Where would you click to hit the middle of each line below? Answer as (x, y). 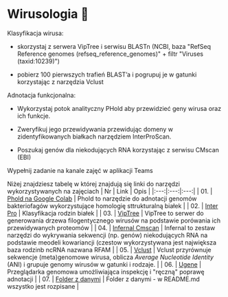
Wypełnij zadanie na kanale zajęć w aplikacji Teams (80, 170)
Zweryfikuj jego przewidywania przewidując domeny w (95, 129)
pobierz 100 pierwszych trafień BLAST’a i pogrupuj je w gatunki (107, 74)
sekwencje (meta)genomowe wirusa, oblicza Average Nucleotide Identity (111, 257)
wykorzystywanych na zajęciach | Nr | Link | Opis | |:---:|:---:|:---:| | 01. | (110, 191)
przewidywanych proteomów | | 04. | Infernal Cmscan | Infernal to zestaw (111, 227)
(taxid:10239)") (38, 61)
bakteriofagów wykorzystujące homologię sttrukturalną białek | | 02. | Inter (113, 205)
